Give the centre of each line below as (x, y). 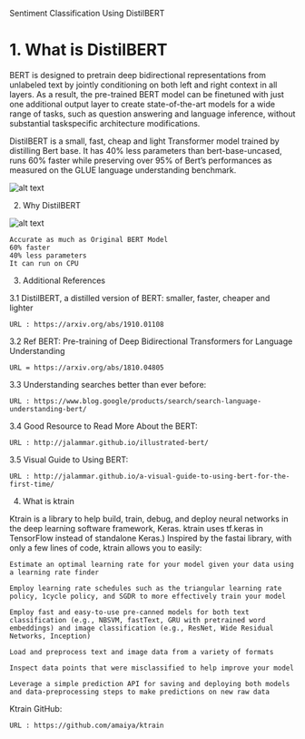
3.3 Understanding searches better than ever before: (108, 384)
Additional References (64, 280)
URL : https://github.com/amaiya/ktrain (87, 725)
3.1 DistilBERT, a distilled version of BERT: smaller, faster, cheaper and (140, 298)
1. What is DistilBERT (89, 50)
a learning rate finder (54, 572)
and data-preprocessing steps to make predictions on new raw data (140, 692)
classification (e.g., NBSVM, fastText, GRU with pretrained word (138, 620)
